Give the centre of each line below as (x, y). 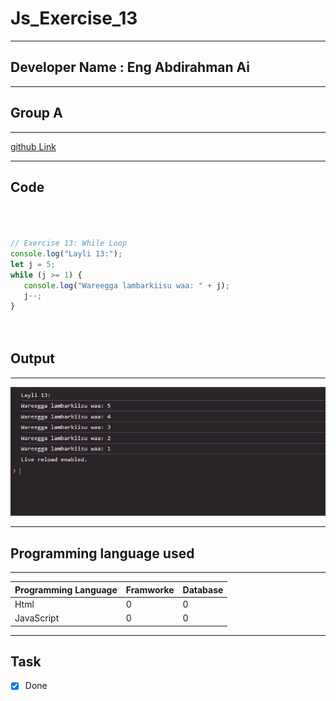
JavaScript (37, 618)
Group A (36, 113)
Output (32, 358)
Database (203, 589)
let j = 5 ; (33, 264)
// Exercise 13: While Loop (69, 243)
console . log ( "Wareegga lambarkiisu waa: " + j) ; (126, 285)
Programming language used (102, 553)
